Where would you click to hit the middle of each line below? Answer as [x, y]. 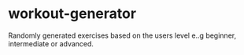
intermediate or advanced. [51, 43]
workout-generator [72, 14]
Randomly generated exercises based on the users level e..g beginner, [122, 35]
